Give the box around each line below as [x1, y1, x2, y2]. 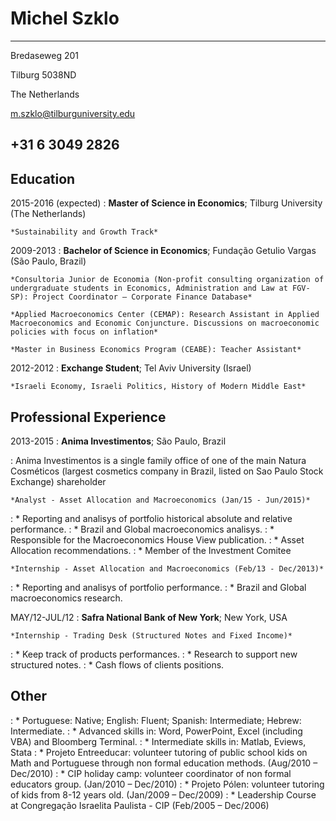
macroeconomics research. [10, 592, 123, 604]
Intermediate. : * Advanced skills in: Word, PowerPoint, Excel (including [10, 725, 303, 737]
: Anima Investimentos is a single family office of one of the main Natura [10, 454, 307, 466]
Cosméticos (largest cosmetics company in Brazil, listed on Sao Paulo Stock [10, 465, 324, 477]
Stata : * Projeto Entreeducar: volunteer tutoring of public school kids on [10, 746, 308, 758]
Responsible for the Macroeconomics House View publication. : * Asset [10, 533, 305, 546]
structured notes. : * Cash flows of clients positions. [10, 658, 225, 671]
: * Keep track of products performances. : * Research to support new [10, 648, 298, 660]
